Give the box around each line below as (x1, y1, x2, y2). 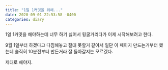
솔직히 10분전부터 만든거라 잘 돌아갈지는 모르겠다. (14, 49, 114, 55)
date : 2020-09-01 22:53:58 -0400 (5, 12, 76, 17)
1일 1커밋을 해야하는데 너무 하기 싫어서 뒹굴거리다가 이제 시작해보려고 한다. (5, 31, 153, 38)
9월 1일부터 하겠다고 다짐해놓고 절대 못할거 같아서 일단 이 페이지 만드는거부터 (5, 42, 158, 48)
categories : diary (5, 17, 44, 22)
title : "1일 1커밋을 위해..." (5, 7, 63, 13)
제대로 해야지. (5, 59, 33, 65)
